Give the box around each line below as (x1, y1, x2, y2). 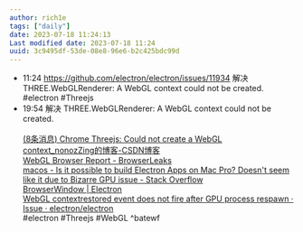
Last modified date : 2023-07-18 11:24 (9, 38, 156, 48)
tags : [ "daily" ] (9, 22, 71, 31)
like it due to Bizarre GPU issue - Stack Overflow (22, 174, 204, 185)
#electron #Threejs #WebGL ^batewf (22, 213, 161, 224)
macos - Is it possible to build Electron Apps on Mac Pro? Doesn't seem (22, 164, 289, 176)
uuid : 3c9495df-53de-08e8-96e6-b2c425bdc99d (9, 47, 180, 56)
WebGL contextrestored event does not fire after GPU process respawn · (22, 193, 294, 204)
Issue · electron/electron (22, 203, 114, 214)
